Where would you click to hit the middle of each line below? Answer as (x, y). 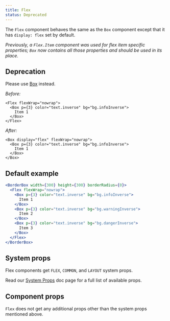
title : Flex (18, 10)
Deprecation (26, 71)
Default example (32, 174)
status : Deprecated (26, 15)
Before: (13, 94)
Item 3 (26, 228)
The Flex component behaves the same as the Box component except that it (85, 29)
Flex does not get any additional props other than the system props (76, 309)
